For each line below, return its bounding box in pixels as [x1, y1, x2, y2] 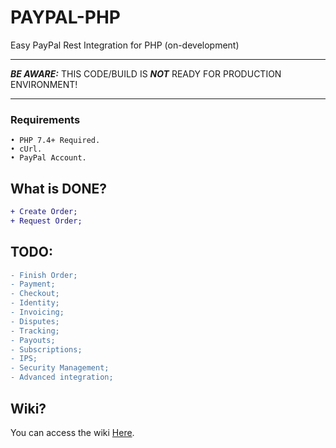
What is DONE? [10, 180, 108, 197]
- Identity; [10, 298, 60, 308]
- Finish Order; [10, 270, 78, 280]
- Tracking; [10, 326, 60, 336]
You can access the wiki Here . [10, 426, 135, 438]
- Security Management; [10, 363, 110, 373]
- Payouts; [10, 335, 56, 345]
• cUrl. [10, 144, 43, 155]
